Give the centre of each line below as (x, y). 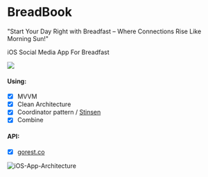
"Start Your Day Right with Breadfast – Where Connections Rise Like (104, 31)
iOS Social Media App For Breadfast (58, 52)
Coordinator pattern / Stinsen (59, 112)
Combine (30, 120)
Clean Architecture (44, 104)
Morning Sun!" (28, 38)
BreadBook (40, 12)
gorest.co (31, 152)
